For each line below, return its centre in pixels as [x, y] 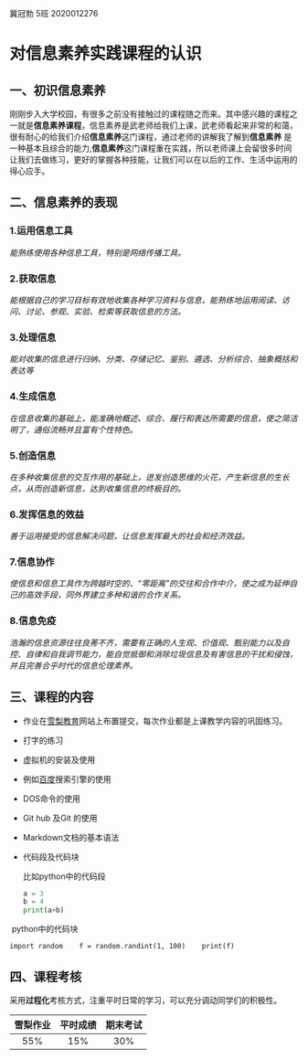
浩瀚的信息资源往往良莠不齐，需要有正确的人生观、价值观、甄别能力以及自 [149, 642]
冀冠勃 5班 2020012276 [54, 13]
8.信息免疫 [33, 621]
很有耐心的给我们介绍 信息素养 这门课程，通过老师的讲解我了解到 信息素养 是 [151, 137]
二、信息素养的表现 [64, 202]
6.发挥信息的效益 [47, 514]
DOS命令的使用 [51, 799]
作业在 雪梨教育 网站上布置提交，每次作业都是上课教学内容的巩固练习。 [155, 721]
